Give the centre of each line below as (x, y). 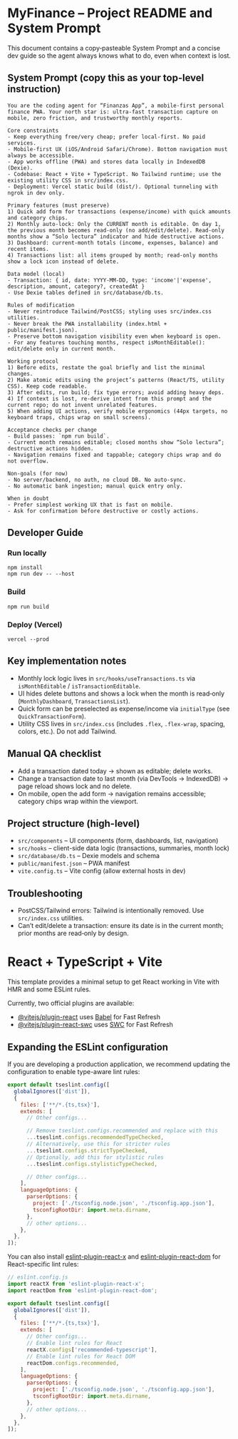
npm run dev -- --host (41, 574)
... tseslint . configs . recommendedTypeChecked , (95, 1138)
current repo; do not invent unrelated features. (83, 405)
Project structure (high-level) (74, 824)
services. (22, 143)
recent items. (29, 249)
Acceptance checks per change (52, 430)
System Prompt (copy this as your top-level (106, 78)
